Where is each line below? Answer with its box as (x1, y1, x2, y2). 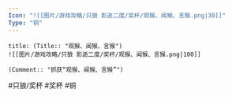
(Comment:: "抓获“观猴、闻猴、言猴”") (8, 65, 124, 73)
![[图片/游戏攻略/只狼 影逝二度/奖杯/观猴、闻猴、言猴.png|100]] (8, 50, 201, 58)
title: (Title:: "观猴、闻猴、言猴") (8, 42, 123, 50)
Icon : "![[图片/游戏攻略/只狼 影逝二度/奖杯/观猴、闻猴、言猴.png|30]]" (8, 11, 226, 20)
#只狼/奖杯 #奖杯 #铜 (8, 80, 77, 90)
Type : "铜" (8, 19, 43, 27)
